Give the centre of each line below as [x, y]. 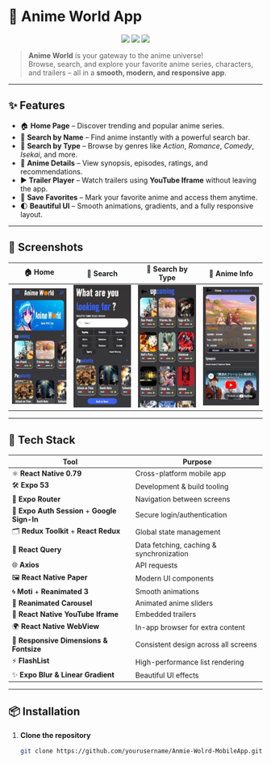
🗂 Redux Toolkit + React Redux [66, 530]
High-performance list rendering [190, 662]
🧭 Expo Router [36, 499]
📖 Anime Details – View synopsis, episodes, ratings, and [114, 163]
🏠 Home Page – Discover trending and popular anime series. [122, 125]
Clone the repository [55, 735]
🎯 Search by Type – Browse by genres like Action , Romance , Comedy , [137, 145]
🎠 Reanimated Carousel [52, 603]
